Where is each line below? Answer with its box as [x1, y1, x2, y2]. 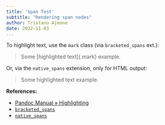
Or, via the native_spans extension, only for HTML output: [6, 65, 147, 72]
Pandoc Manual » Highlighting [14, 99, 89, 107]
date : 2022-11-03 [6, 25, 49, 32]
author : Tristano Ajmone [6, 20, 68, 26]
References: [6, 87, 38, 95]
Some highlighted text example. [20, 76, 99, 83]
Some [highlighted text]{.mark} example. [20, 53, 121, 60]
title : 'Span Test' [6, 8, 55, 15]
